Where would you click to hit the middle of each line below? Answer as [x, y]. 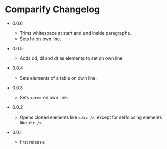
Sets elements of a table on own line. [58, 78]
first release [32, 142]
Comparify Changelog [52, 9]
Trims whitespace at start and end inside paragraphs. [75, 33]
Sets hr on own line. [40, 39]
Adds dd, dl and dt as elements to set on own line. [72, 58]
